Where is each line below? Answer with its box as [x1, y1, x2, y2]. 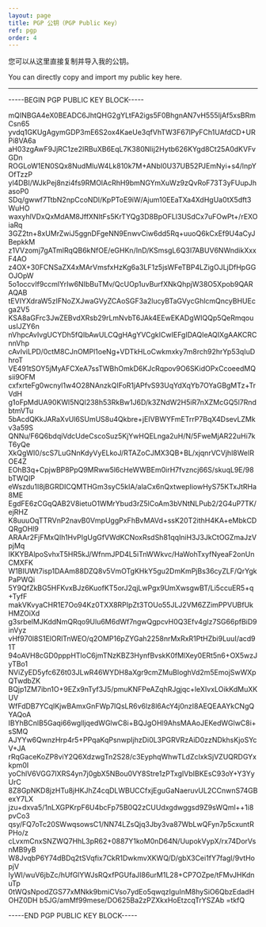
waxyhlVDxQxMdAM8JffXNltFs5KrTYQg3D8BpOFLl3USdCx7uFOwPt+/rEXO [8, 212, 258, 222]
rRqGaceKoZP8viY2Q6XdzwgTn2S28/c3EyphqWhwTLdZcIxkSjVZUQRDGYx [8, 752, 257, 762]
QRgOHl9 [8, 524, 40, 534]
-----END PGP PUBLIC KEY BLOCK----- [8, 911, 138, 921]
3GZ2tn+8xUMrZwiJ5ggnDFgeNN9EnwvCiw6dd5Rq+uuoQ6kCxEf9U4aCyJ [8, 229, 256, 238]
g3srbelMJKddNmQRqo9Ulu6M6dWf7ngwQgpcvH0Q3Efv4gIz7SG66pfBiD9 [8, 617, 257, 627]
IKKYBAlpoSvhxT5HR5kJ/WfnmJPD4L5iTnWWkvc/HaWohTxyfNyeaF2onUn [8, 550, 255, 559]
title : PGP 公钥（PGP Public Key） [8, 19, 121, 27]
